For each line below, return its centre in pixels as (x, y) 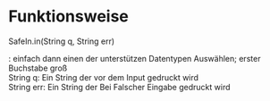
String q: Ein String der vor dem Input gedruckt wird (103, 77)
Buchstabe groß (38, 68)
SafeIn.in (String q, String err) (62, 41)
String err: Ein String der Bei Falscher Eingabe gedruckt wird (119, 87)
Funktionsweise (68, 17)
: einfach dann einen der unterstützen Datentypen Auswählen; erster (135, 58)
